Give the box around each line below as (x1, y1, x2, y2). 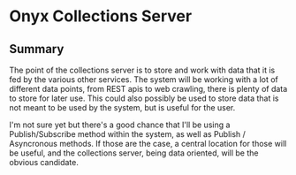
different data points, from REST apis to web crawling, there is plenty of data (9, 84, 288, 94)
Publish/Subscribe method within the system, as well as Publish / (9, 129, 246, 139)
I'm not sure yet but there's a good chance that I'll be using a (9, 119, 231, 130)
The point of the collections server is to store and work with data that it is (9, 65, 276, 75)
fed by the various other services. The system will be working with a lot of (9, 74, 278, 85)
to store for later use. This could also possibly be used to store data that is (9, 93, 279, 103)
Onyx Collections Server (9, 6, 193, 27)
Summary (9, 42, 65, 57)
